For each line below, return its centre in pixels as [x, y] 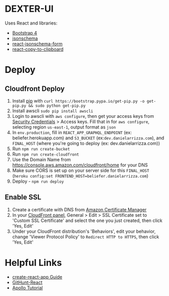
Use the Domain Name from [41, 159]
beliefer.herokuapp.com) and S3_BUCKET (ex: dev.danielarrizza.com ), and [88, 138]
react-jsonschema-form [37, 43]
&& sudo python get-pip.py [57, 106]
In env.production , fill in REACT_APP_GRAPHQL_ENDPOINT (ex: [72, 132]
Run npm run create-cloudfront [46, 154]
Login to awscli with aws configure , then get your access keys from [83, 116]
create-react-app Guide [37, 277]
